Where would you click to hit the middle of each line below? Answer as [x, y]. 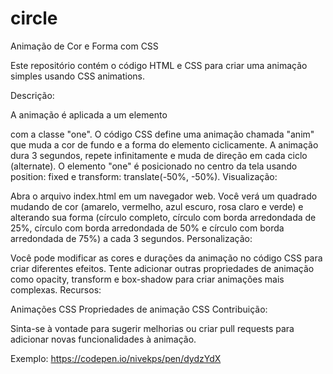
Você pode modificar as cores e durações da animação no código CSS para [166, 258]
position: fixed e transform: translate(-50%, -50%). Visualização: [144, 176]
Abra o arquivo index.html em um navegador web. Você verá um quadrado [164, 196]
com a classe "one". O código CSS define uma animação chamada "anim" [162, 134]
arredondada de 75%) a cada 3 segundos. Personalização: [131, 238]
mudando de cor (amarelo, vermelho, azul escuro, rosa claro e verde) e [157, 206]
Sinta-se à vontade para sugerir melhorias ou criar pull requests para [152, 328]
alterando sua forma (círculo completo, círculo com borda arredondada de [163, 217]
